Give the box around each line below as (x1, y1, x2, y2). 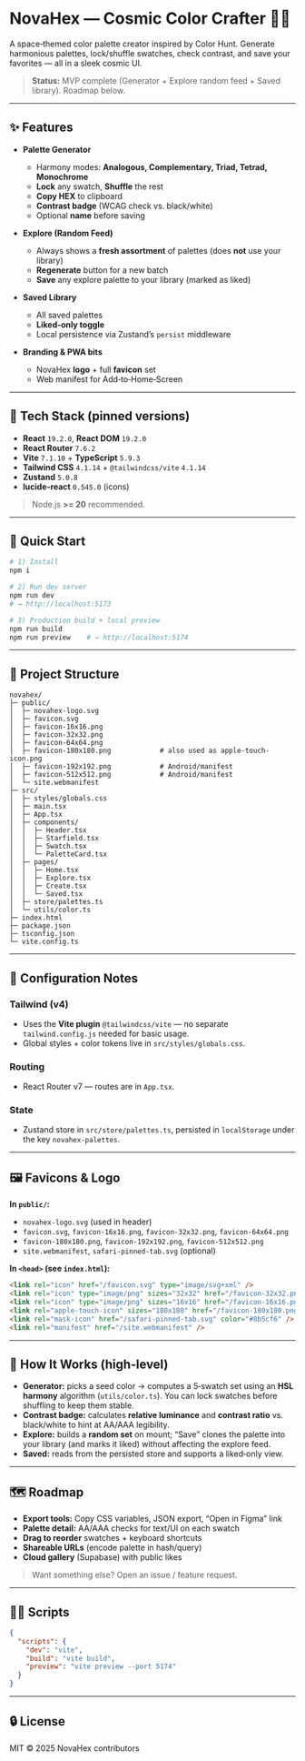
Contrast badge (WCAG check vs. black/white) (35, 200, 213, 211)
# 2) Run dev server (9, 582, 88, 592)
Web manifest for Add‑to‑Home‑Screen (35, 373, 183, 385)
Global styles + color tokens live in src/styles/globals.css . (22, 1037, 246, 1049)
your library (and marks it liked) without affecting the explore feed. (22, 1439, 271, 1450)
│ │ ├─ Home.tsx (9, 866, 79, 875)
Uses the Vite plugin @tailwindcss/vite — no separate (22, 1018, 229, 1029)
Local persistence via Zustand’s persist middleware (35, 328, 231, 339)
